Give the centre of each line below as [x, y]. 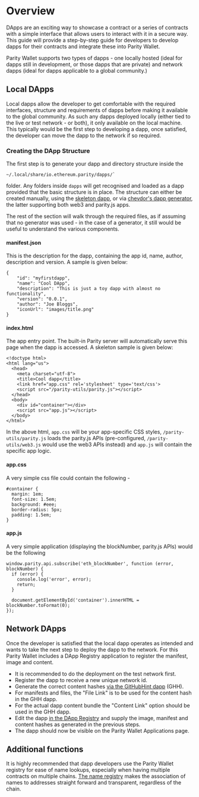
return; [26, 584]
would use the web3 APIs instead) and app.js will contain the [117, 444]
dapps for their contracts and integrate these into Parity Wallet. [83, 46]
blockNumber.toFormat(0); [38, 605]
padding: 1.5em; [31, 515]
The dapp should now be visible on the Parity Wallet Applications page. [102, 730]
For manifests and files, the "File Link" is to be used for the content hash [103, 693]
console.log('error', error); [54, 579]
